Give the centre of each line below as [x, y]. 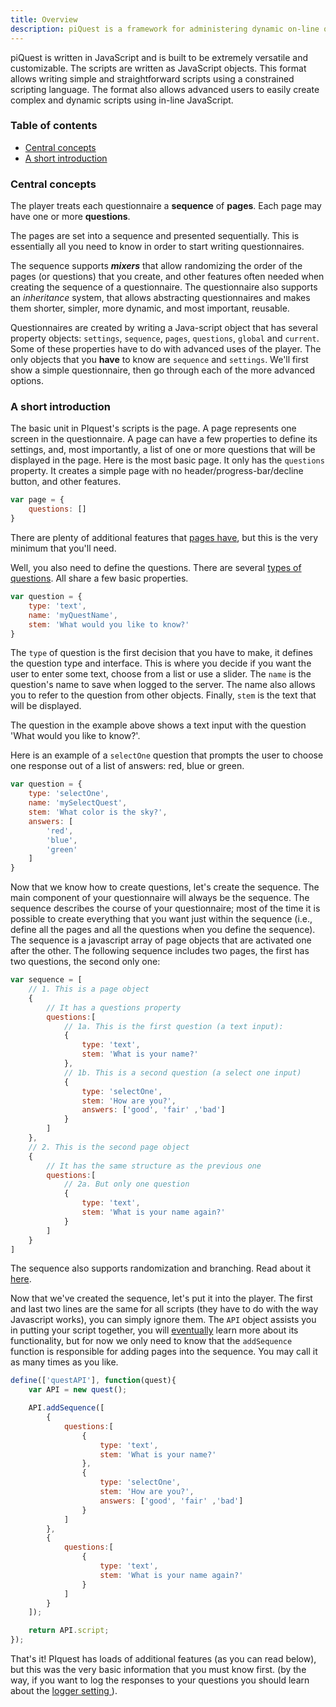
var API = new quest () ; [78, 1390]
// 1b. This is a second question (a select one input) [182, 1072]
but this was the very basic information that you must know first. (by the [158, 1670]
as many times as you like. [64, 1362]
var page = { [37, 500]
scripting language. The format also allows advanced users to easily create [165, 89]
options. [27, 381]
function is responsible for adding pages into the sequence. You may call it [164, 1352]
